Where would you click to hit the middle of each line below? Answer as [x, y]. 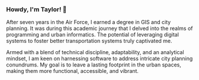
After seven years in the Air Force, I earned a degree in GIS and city [89, 22]
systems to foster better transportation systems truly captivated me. [89, 41]
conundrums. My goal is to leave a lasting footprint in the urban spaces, [94, 65]
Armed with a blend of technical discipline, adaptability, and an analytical [95, 52]
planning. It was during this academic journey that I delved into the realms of [99, 28]
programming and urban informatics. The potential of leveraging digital [93, 35]
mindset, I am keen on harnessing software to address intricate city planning [99, 59]
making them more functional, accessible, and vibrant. [73, 71]
